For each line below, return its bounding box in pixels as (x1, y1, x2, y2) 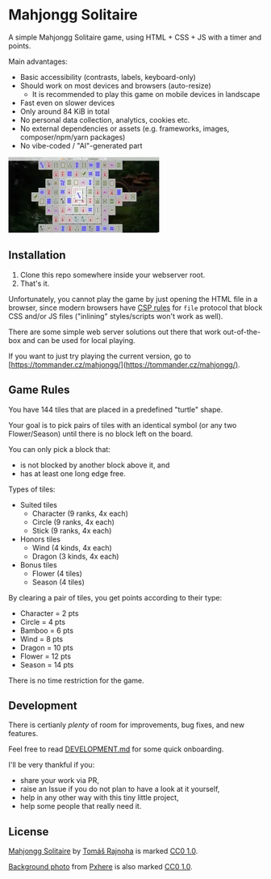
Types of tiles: (8, 484, 56, 494)
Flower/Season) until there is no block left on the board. (8, 429, 194, 438)
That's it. (19, 278, 50, 288)
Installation (8, 249, 66, 262)
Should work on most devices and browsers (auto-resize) (19, 81, 211, 90)
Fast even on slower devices (19, 98, 115, 107)
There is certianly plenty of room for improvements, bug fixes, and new (8, 720, 244, 730)
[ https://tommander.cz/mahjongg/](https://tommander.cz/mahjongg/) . (8, 359, 240, 369)
